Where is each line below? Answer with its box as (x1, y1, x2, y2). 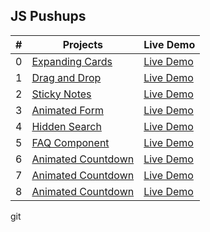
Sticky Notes (31, 87, 92, 101)
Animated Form (31, 103, 104, 117)
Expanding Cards (31, 54, 113, 68)
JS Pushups (10, 8, 87, 25)
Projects (62, 37, 103, 51)
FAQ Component (31, 135, 110, 149)
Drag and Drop (31, 70, 102, 84)
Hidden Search (31, 119, 102, 133)
